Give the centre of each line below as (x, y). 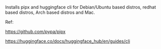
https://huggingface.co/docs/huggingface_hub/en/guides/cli (68, 41)
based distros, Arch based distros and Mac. (50, 12)
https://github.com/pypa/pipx (35, 31)
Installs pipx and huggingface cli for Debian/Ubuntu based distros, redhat (81, 7)
